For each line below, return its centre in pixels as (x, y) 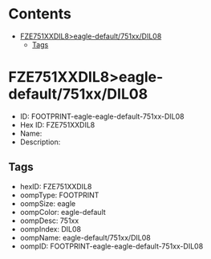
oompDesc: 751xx (49, 221)
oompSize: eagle (48, 203)
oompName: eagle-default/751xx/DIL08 (85, 237)
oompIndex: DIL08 (51, 229)
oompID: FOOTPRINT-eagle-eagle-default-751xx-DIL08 (112, 246)
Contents (40, 14)
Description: (40, 142)
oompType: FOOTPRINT (59, 195)
